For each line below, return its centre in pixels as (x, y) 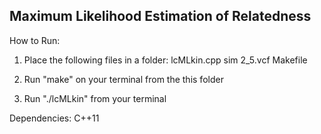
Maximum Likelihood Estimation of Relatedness (160, 16)
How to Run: (35, 40)
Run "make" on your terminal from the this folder (123, 79)
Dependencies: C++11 (54, 118)
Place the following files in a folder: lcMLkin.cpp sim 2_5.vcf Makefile (165, 60)
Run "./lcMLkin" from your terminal (95, 98)
